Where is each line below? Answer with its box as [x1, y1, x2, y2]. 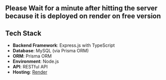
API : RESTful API [12, 64, 48, 70]
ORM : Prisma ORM [12, 53, 52, 59]
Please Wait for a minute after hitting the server [5, 4, 158, 13]
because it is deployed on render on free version [5, 12, 161, 21]
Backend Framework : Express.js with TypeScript [12, 42, 115, 48]
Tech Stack [5, 29, 41, 37]
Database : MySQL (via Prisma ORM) [12, 48, 89, 54]
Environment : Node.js [12, 58, 59, 64]
